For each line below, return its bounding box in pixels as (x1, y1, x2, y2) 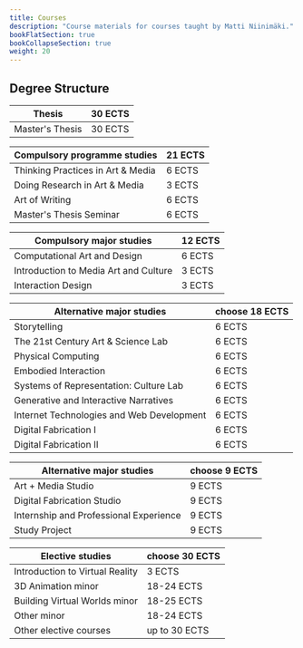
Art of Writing (14, 193, 72, 206)
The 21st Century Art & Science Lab (14, 334, 168, 347)
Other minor (14, 609, 65, 622)
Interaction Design (14, 278, 93, 291)
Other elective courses (14, 624, 112, 636)
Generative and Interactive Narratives (14, 393, 174, 406)
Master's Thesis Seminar (14, 208, 120, 220)
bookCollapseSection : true (9, 38, 112, 48)
